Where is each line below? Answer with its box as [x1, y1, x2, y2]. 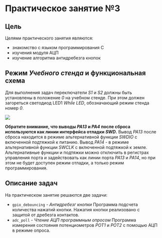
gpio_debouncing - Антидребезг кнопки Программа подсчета [12, 201, 138, 207]
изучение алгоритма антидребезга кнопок [12, 55, 101, 61]
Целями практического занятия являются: [5, 35, 93, 41]
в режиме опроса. [12, 227, 51, 233]
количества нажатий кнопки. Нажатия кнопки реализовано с [12, 206, 140, 212]
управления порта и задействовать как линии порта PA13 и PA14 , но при [5, 154, 156, 161]
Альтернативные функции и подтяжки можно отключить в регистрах [5, 149, 149, 155]
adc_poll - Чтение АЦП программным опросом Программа [12, 217, 136, 223]
